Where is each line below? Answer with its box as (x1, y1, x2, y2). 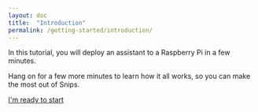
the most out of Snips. (8, 80, 80, 89)
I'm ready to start (8, 95, 64, 105)
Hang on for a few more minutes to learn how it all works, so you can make (8, 72, 251, 81)
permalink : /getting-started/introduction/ (8, 26, 153, 34)
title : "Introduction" (8, 19, 87, 27)
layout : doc (8, 11, 47, 20)
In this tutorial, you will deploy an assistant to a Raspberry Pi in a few (8, 48, 230, 58)
